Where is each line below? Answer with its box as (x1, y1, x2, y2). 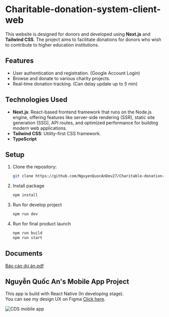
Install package (12, 183, 45, 189)
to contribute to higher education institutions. (5, 42, 100, 48)
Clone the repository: (12, 164, 57, 170)
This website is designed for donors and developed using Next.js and (5, 31, 151, 37)
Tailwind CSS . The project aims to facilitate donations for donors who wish (5, 36, 161, 43)
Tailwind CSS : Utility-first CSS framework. (12, 130, 101, 136)
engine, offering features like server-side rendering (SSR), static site (12, 114, 155, 120)
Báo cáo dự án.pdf (5, 262, 44, 269)
